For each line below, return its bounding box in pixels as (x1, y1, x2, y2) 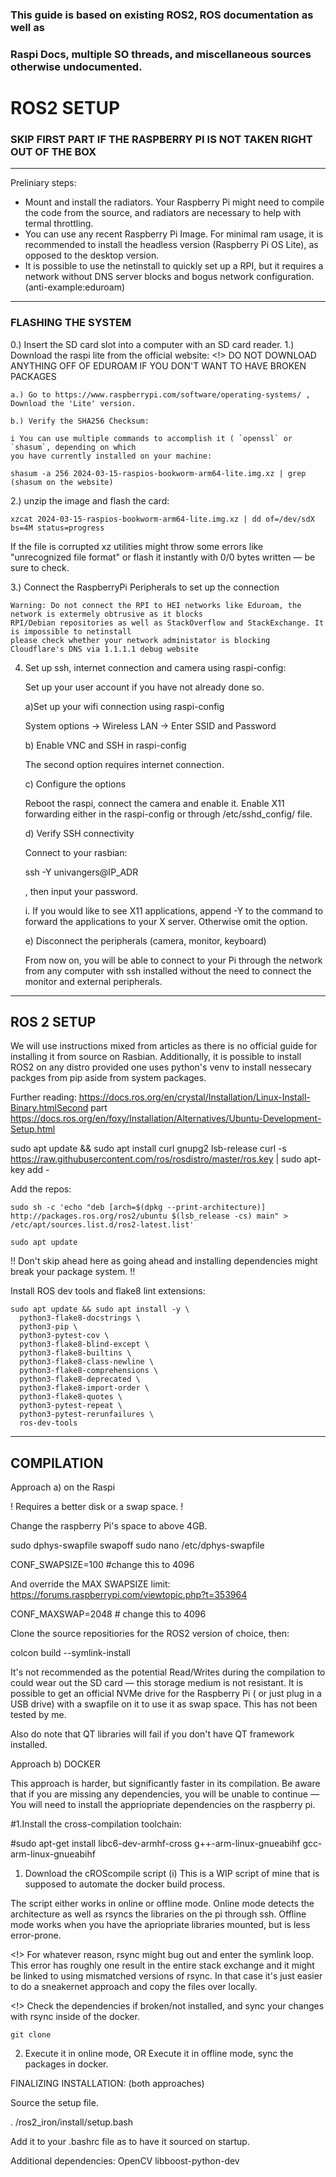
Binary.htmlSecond (10, 1102, 89, 1114)
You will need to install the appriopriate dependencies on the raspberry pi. (10, 1799, 316, 1811)
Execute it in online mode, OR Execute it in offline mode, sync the (24, 2048, 294, 2060)
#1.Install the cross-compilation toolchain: (10, 1818, 182, 1830)
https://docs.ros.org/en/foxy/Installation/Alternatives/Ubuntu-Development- (10, 1113, 322, 1125)
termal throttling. (24, 218, 94, 230)
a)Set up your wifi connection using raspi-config (24, 700, 225, 712)
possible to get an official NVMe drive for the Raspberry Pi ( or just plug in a (10, 1688, 322, 1700)
